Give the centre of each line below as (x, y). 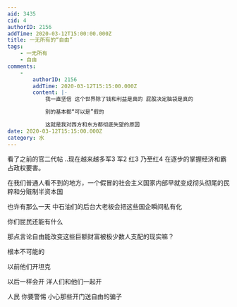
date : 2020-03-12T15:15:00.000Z (55, 131)
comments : (22, 66)
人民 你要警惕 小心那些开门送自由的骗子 (65, 296)
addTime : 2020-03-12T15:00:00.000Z (60, 34)
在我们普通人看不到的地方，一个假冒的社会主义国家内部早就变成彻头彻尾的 (115, 182)
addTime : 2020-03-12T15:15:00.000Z (85, 86)
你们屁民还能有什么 (35, 221)
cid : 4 (17, 20)
